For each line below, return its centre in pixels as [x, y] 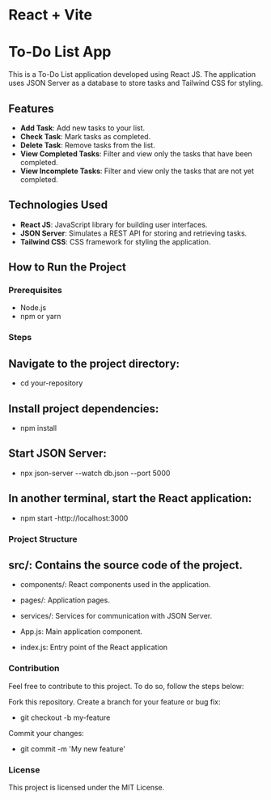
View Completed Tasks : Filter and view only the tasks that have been [136, 153]
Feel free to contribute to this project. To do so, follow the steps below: [126, 686]
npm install [38, 428]
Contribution [34, 668]
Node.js [33, 308]
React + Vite [51, 15]
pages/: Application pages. [65, 600]
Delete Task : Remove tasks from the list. [87, 145]
